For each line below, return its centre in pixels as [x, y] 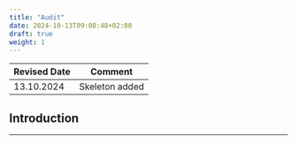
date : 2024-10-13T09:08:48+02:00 [71, 26]
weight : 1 [27, 42]
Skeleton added [111, 87]
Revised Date [42, 72]
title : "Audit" [37, 17]
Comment [112, 72]
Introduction [44, 118]
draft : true [31, 34]
